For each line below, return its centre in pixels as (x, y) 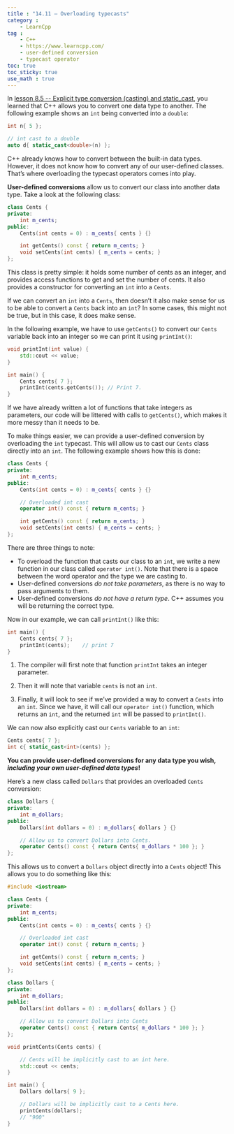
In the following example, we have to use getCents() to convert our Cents (112, 329)
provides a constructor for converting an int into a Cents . (89, 287)
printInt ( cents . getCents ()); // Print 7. (81, 388)
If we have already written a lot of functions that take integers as (100, 408)
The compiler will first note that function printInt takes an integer (112, 665)
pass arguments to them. (53, 590)
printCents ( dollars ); (51, 1111)
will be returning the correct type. (66, 606)
